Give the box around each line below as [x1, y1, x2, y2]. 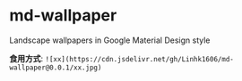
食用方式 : [9, 53, 44, 63]
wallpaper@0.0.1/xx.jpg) [9, 63, 102, 72]
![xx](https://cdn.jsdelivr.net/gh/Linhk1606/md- [44, 54, 235, 63]
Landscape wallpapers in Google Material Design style [9, 35, 211, 45]
